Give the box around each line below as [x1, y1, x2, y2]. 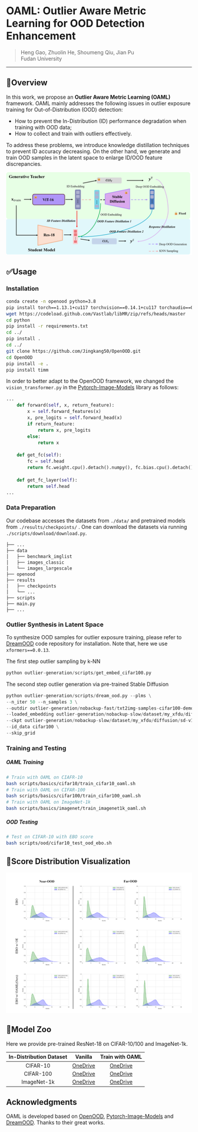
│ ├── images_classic [6, 560, 65, 565]
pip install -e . [6, 360, 49, 367]
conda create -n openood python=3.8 [6, 298, 96, 304]
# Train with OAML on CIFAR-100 [6, 787, 85, 793]
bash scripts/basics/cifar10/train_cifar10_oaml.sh [6, 780, 136, 786]
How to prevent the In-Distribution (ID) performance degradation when [14, 117, 187, 125]
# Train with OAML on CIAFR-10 [6, 774, 83, 780]
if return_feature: [27, 421, 75, 427]
